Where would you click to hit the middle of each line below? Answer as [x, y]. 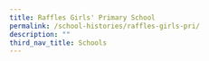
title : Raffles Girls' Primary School [82, 17]
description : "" [40, 34]
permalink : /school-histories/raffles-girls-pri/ [105, 26]
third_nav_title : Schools [58, 43]
